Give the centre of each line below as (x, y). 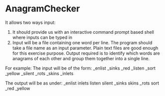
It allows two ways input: (30, 22)
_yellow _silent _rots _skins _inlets (39, 73)
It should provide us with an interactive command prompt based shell (83, 32)
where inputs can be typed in (42, 37)
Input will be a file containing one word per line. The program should (82, 42)
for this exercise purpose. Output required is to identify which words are (86, 53)
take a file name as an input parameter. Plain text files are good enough (85, 48)
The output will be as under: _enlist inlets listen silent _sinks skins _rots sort (82, 83)
